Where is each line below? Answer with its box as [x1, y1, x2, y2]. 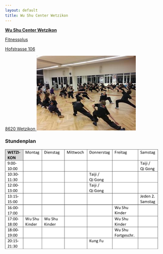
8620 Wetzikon [5, 126, 35, 132]
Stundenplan [5, 138, 36, 145]
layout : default [5, 8, 38, 13]
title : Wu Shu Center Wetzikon [5, 13, 68, 18]
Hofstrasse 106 [5, 46, 35, 52]
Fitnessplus [5, 37, 28, 42]
